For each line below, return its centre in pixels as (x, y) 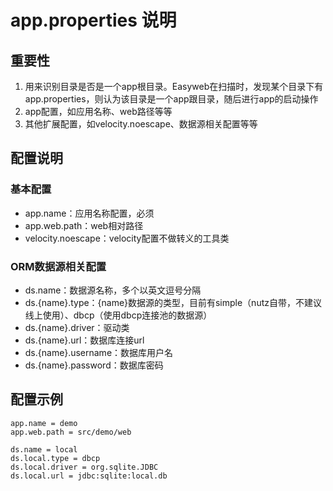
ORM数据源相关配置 (58, 266)
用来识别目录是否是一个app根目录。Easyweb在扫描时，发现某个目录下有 (174, 86)
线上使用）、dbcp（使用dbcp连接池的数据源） (118, 315)
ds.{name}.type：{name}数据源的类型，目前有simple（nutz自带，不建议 (173, 302)
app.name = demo (44, 423)
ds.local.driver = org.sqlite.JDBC (84, 467)
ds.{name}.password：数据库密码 (94, 365)
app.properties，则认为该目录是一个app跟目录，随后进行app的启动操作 (171, 99)
